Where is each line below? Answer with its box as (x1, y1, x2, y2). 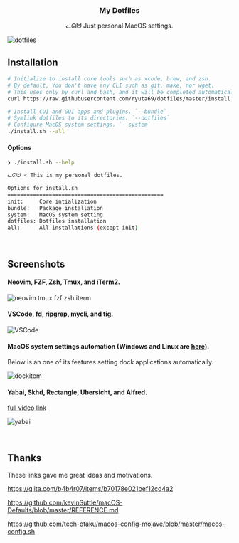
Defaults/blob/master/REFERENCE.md (7, 506, 119, 515)
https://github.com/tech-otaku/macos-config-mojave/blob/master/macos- (7, 520, 225, 528)
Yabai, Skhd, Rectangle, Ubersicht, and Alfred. (7, 388, 148, 396)
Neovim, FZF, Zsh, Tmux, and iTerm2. (7, 278, 121, 286)
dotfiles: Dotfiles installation (7, 218, 107, 225)
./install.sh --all (7, 128, 65, 135)
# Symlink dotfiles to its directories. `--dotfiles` (7, 115, 171, 122)
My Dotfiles (99, 5, 140, 15)
